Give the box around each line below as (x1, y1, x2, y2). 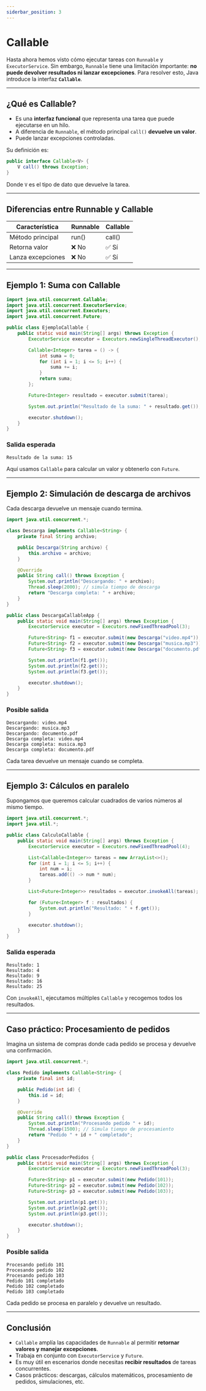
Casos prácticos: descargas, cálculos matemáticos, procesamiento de (15, 1371, 193, 1379)
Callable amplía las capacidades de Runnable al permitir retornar (15, 1339, 180, 1346)
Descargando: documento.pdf (6, 730, 78, 737)
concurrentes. (15, 1365, 51, 1373)
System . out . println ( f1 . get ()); (28, 657, 109, 663)
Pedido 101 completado (6, 1278, 64, 1284)
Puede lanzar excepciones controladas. (15, 134, 115, 142)
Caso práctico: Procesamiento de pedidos (6, 1024, 170, 1034)
